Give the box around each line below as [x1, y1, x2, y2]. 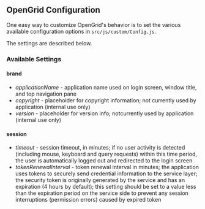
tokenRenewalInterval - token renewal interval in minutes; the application [15, 164, 199, 171]
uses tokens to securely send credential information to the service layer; [15, 170, 198, 177]
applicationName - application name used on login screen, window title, [15, 83, 197, 91]
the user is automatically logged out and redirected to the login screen [15, 157, 193, 164]
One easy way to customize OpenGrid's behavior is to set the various [6, 21, 181, 28]
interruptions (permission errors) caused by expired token [15, 196, 162, 203]
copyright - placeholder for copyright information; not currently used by [15, 96, 197, 104]
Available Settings [6, 55, 62, 63]
